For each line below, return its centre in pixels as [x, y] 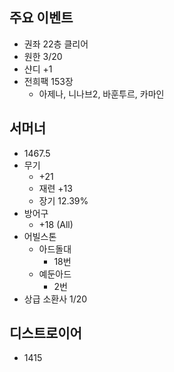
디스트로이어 [45, 333]
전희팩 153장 [48, 81]
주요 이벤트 [41, 18]
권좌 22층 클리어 [56, 44]
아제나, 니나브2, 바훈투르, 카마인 [101, 94]
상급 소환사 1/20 [55, 299]
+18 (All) [56, 224]
